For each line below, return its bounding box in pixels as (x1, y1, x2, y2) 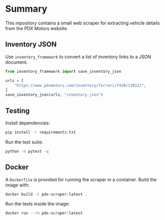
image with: (5, 182, 29, 188)
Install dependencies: (5, 120, 50, 126)
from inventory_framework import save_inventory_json (5, 69, 122, 74)
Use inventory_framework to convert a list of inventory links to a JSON (5, 53, 151, 60)
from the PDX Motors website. (5, 25, 69, 31)
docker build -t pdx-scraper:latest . (5, 191, 87, 197)
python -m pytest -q (5, 149, 49, 154)
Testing (5, 106, 30, 115)
